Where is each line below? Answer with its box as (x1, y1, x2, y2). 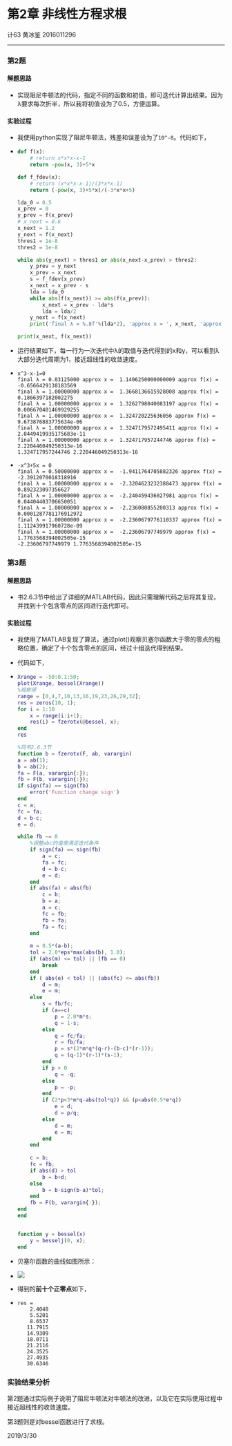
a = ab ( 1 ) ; (17, 757, 49, 764)
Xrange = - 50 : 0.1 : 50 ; (17, 674, 80, 681)
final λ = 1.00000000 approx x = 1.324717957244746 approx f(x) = (17, 436, 215, 444)
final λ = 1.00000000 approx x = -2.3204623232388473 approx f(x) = (17, 481, 222, 488)
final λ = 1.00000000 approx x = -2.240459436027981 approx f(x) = (17, 492, 219, 499)
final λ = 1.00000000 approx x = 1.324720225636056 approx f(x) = (17, 412, 215, 420)
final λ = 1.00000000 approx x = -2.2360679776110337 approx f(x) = (17, 517, 222, 523)
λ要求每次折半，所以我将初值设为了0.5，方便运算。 (17, 99, 164, 108)
